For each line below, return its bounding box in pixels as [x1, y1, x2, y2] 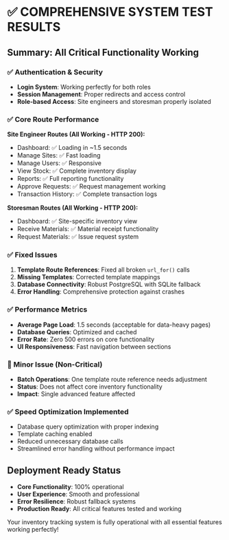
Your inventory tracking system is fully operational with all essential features [7, 518, 223, 526]
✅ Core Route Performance [7, 114, 99, 124]
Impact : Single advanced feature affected [16, 390, 136, 398]
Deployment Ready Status [7, 464, 121, 476]
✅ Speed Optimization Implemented [7, 407, 129, 416]
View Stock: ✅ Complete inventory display [16, 166, 137, 175]
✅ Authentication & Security [7, 67, 103, 76]
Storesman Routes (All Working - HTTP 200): [7, 204, 138, 212]
